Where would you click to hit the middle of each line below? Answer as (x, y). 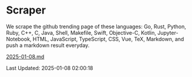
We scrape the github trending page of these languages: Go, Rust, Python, (96, 26)
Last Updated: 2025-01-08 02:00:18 (50, 68)
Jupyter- (168, 32)
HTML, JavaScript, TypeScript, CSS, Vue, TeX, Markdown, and (108, 39)
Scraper (26, 10)
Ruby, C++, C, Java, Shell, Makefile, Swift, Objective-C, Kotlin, (81, 32)
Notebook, (19, 39)
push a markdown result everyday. (48, 45)
